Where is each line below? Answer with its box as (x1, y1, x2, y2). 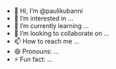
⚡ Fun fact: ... (13, 55, 53, 63)
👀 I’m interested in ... (13, 14, 74, 23)
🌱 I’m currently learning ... (13, 22, 89, 30)
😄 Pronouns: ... (13, 47, 60, 56)
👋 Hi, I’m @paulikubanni (13, 7, 83, 15)
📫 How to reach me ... (13, 37, 79, 45)
